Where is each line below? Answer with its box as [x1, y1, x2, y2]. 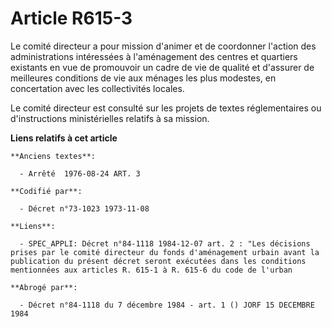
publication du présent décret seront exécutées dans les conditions [10, 256, 307, 266]
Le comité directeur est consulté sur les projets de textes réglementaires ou [10, 102, 322, 114]
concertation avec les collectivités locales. [10, 82, 185, 94]
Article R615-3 [10, 7, 133, 30]
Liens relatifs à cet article [10, 132, 118, 144]
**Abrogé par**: [10, 282, 78, 292]
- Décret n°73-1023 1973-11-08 [19, 203, 150, 214]
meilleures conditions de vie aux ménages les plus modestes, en [10, 72, 277, 84]
